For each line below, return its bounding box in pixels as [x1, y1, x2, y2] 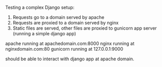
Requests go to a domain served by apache [12, 14, 105, 20]
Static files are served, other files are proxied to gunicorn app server [12, 25, 157, 31]
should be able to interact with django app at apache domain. [5, 56, 134, 62]
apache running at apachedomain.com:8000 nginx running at [5, 40, 134, 47]
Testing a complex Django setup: [5, 5, 75, 10]
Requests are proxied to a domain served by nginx [12, 20, 119, 26]
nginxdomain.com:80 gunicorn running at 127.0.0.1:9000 [5, 46, 124, 52]
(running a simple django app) [12, 31, 77, 36]
